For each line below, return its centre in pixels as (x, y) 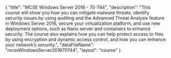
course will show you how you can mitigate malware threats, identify (77, 13)
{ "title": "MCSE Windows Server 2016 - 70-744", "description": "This (78, 7)
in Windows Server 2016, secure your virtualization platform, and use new (83, 23)
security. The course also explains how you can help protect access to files (84, 34)
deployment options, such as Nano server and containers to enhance (78, 29)
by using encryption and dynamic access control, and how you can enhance (86, 39)
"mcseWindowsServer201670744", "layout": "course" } (63, 50)
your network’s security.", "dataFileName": (50, 45)
